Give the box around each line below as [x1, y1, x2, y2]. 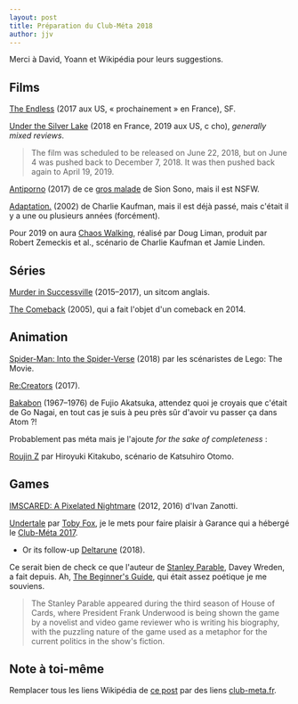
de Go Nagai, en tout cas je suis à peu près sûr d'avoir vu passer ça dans [9, 406, 278, 417]
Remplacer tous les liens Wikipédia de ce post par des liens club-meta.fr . [9, 685, 278, 696]
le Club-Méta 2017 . [9, 527, 78, 537]
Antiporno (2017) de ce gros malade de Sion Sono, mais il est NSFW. [9, 184, 260, 194]
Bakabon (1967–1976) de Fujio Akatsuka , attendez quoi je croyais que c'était [9, 397, 287, 408]
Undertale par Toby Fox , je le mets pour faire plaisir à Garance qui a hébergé [9, 518, 290, 528]
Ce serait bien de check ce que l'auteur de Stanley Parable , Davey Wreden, [9, 561, 286, 572]
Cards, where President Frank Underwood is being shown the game [30, 607, 280, 618]
